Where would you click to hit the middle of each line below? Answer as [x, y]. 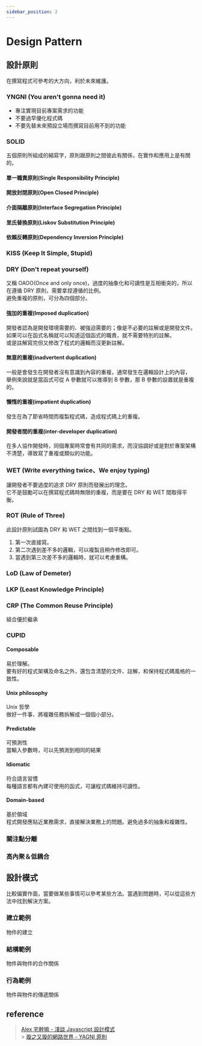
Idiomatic [18, 765]
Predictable [21, 729]
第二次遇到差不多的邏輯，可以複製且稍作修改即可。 [78, 549]
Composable [23, 649]
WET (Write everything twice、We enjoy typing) [78, 471]
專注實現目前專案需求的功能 [49, 110]
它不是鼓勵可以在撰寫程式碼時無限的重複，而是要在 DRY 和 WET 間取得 [94, 492]
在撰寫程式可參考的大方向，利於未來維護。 [59, 81]
